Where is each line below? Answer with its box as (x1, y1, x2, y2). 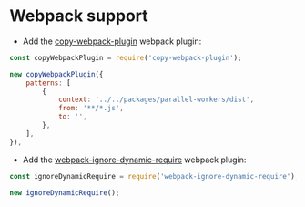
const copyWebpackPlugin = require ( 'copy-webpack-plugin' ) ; (9, 53, 243, 62)
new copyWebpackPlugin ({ (9, 69, 104, 78)
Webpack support (9, 5, 148, 26)
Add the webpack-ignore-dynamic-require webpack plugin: (22, 154, 247, 165)
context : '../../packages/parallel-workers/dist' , (57, 95, 255, 105)
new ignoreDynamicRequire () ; (9, 188, 120, 197)
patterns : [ (25, 78, 71, 88)
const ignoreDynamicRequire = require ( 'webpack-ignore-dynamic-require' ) (9, 171, 296, 181)
